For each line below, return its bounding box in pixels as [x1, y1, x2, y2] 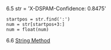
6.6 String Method [6, 37, 50, 44]
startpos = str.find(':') [6, 16, 70, 22]
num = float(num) [6, 26, 49, 32]
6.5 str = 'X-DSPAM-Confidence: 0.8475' [6, 5, 106, 12]
